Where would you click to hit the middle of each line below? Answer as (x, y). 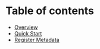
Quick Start (28, 33)
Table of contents (50, 11)
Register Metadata (37, 40)
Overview (26, 27)
